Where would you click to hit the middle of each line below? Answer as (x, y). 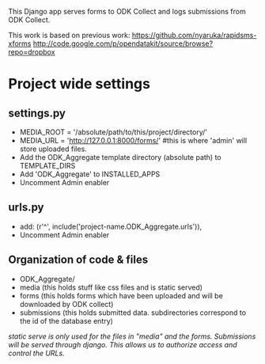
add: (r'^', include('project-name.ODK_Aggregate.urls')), (111, 226)
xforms (20, 44)
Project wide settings (79, 84)
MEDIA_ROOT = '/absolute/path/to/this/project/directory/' (114, 132)
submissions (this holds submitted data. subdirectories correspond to (133, 313)
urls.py (26, 208)
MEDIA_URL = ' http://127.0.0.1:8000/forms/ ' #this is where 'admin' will (133, 140)
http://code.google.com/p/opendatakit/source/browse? (123, 44)
